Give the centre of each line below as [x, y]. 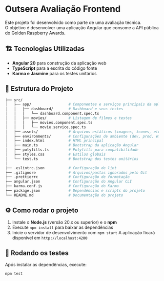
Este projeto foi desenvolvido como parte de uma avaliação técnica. [73, 22]
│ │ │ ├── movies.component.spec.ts [49, 122]
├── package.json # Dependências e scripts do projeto [75, 191]
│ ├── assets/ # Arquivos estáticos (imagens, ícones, [78, 132]
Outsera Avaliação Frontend [63, 9]
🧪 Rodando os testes [37, 253]
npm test [14, 274]
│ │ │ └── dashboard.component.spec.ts [52, 114]
